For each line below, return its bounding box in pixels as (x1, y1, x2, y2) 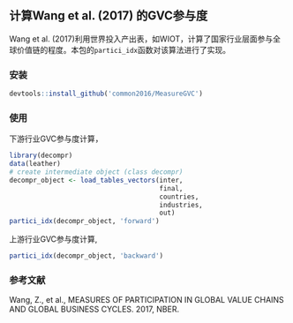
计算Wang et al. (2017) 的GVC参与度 (9, 8, 208, 24)
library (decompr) (9, 151, 73, 161)
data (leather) (9, 160, 62, 169)
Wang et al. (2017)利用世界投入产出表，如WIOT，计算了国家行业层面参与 (9, 34, 274, 44)
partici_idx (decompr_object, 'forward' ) (9, 217, 161, 226)
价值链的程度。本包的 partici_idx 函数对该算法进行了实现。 (16, 44, 231, 55)
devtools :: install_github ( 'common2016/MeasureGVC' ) (9, 89, 203, 99)
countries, (159, 192, 199, 201)
